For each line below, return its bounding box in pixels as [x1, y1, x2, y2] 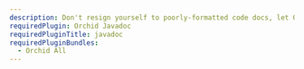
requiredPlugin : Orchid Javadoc [9, 22, 131, 30]
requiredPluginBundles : [9, 38, 100, 47]
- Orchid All [17, 47, 67, 56]
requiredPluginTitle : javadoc [9, 30, 124, 39]
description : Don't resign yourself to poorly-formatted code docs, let [9, 13, 290, 22]
